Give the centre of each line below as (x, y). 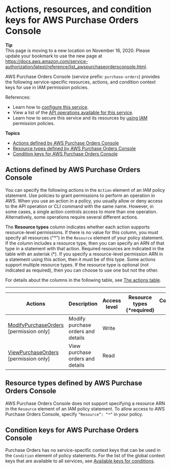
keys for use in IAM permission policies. (47, 87)
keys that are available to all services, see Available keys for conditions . (80, 461)
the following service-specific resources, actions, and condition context (81, 82)
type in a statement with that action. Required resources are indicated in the (85, 248)
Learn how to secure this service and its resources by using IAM (80, 118)
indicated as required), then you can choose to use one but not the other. (82, 270)
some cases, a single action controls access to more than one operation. (81, 212)
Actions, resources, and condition (78, 9)
